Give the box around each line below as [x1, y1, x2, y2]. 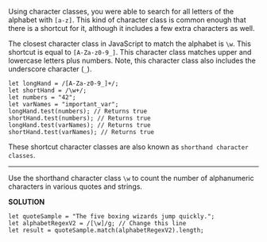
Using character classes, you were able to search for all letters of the [8, 7, 234, 16]
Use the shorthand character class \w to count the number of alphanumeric [8, 174, 254, 182]
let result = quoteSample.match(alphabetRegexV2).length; [8, 226, 204, 234]
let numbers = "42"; [8, 94, 77, 102]
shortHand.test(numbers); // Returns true [8, 114, 151, 122]
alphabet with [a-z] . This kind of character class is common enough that [8, 15, 246, 25]
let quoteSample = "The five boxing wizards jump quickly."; [8, 213, 215, 221]
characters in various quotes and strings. [8, 182, 143, 191]
